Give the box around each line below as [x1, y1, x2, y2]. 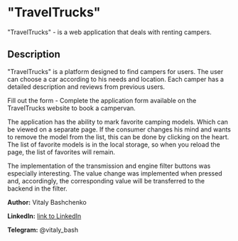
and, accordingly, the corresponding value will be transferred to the [7, 176, 205, 185]
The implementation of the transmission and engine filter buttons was [7, 161, 211, 170]
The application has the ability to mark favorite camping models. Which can [7, 117, 229, 126]
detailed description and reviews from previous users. [7, 82, 166, 91]
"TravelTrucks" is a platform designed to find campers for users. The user [7, 67, 224, 75]
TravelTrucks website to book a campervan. [7, 104, 136, 112]
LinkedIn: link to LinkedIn [7, 211, 82, 220]
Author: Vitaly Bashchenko [7, 198, 87, 206]
